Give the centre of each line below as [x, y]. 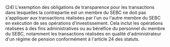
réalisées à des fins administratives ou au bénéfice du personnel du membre [85, 28]
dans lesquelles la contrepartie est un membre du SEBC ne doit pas [76, 12]
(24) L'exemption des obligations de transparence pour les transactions [80, 7]
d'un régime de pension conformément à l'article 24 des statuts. [73, 39]
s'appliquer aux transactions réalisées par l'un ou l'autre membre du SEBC [83, 18]
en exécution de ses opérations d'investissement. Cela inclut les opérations [84, 23]
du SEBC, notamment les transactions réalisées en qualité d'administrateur [83, 34]
